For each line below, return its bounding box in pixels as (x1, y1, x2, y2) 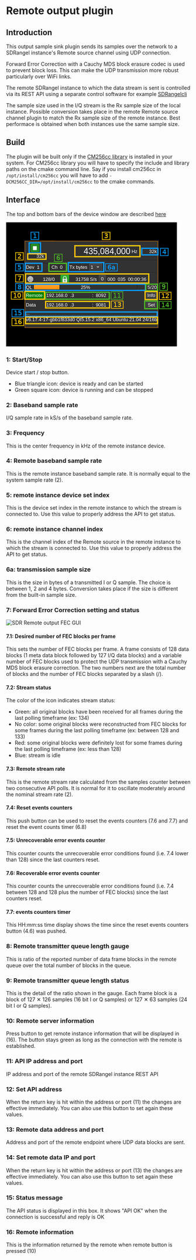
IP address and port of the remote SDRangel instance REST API (6, 1070, 159, 1077)
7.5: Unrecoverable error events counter (6, 836, 106, 844)
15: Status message (6, 1194, 63, 1202)
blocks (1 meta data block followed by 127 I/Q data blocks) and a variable (6, 652, 182, 659)
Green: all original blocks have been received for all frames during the (14, 708, 183, 715)
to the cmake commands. (94, 177, 155, 185)
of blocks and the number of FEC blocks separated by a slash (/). (6, 671, 163, 678)
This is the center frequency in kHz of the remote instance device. (6, 442, 166, 449)
